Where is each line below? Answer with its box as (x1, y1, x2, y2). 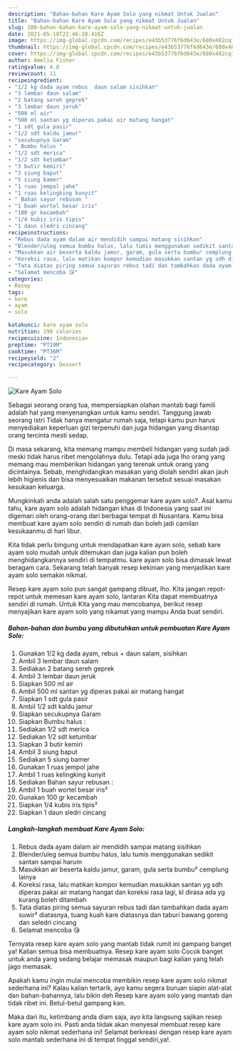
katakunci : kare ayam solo (8, 321, 88, 328)
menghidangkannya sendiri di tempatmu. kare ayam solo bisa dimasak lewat (8, 556, 232, 564)
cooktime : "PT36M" (8, 348, 63, 355)
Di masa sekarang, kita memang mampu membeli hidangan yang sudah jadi (8, 445, 230, 453)
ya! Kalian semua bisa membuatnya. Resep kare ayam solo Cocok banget (8, 947, 224, 956)
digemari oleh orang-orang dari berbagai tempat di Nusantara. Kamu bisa (8, 512, 224, 520)
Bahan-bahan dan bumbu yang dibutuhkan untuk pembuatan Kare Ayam (8, 623, 230, 632)
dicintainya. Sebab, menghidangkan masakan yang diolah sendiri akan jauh (8, 467, 229, 476)
